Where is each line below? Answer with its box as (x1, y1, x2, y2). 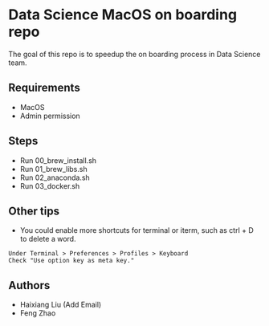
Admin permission (19, 111, 80, 120)
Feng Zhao (19, 308, 56, 318)
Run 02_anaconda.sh (19, 173, 90, 182)
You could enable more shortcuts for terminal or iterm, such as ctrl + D (19, 226, 255, 235)
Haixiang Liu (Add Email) (19, 300, 102, 310)
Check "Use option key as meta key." (8, 257, 135, 265)
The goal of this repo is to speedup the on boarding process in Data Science (8, 49, 261, 59)
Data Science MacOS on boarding (8, 6, 238, 24)
